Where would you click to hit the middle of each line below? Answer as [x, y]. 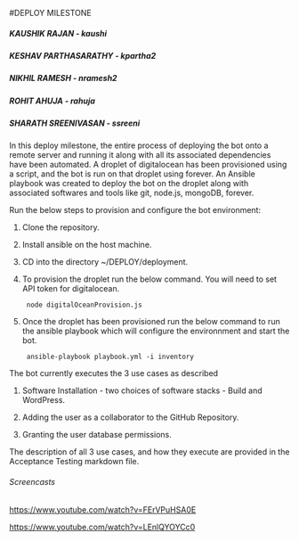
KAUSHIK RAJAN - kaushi [58, 33]
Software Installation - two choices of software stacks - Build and [142, 390]
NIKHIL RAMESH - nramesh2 [63, 78]
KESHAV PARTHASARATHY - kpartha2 [83, 55]
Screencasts [32, 482]
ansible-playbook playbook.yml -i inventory [110, 357]
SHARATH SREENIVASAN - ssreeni [75, 123]
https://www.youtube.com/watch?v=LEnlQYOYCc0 [102, 527]
